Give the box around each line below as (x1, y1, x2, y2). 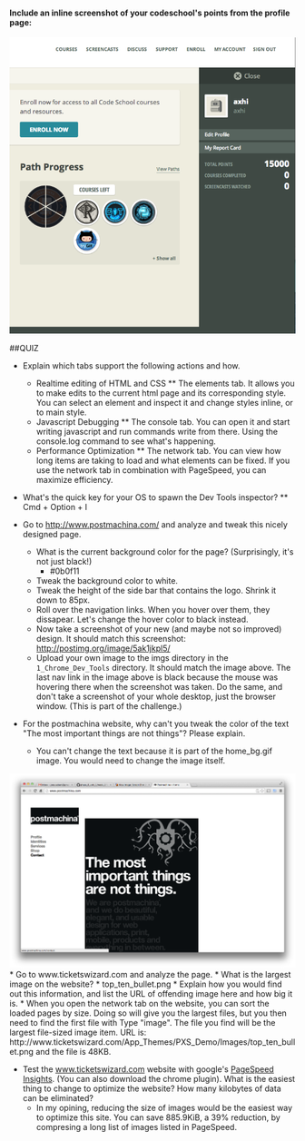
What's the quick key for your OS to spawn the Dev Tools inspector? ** (22, 491, 289, 503)
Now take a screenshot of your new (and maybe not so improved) (35, 623, 282, 634)
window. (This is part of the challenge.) (35, 700, 182, 712)
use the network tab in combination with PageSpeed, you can (35, 464, 267, 476)
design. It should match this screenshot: (35, 633, 186, 644)
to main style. (35, 407, 87, 418)
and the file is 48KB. (35, 1047, 112, 1057)
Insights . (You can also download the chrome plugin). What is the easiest (22, 1074, 296, 1085)
